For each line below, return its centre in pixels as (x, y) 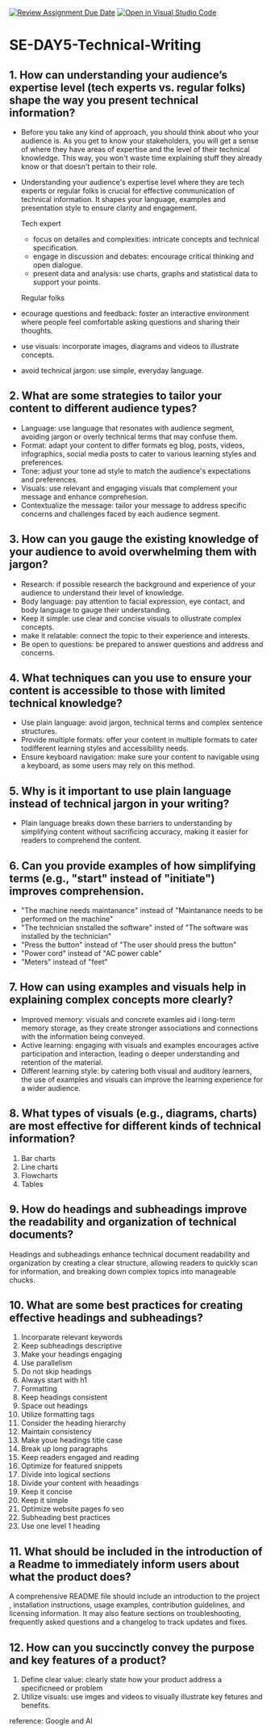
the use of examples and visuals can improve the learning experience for (142, 1080)
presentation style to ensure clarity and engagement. (109, 208)
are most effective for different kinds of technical (135, 1126)
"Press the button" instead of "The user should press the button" (129, 945)
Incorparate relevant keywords (72, 1337)
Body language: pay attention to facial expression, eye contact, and (133, 601)
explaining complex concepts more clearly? (121, 1000)
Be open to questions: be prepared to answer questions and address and (142, 644)
